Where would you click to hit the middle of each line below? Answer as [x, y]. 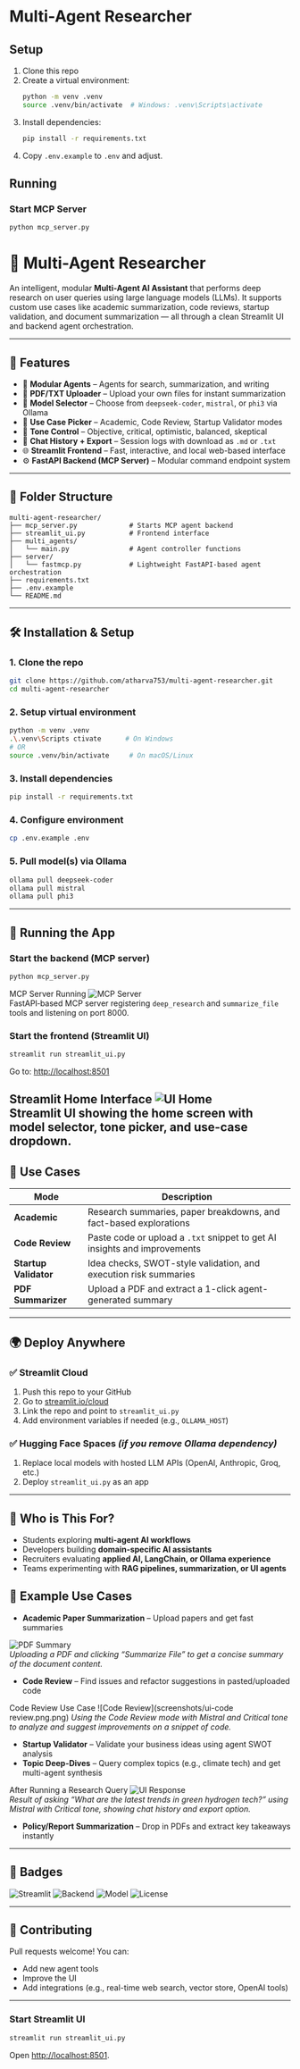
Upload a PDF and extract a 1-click [162, 1289]
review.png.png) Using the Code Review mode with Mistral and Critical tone [149, 1717]
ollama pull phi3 [42, 896]
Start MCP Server [48, 209]
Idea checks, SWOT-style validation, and [174, 1263]
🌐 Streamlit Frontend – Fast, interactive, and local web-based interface [154, 450]
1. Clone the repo [46, 663]
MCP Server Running [48, 993]
